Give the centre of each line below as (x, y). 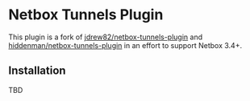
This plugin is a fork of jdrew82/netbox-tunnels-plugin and (106, 37)
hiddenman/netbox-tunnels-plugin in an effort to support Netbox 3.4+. (125, 45)
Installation (37, 71)
